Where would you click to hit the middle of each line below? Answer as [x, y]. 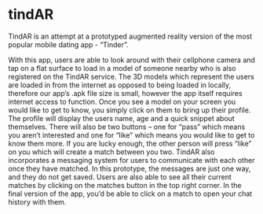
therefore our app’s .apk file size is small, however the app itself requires [125, 93]
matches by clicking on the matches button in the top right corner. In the [125, 185]
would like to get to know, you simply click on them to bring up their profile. [130, 110]
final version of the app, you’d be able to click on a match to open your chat [130, 194]
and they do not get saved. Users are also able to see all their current [120, 177]
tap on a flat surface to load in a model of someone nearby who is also [122, 68]
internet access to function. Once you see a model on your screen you [122, 101]
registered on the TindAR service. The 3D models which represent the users [131, 76]
